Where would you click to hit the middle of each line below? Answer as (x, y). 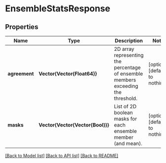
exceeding (126, 86)
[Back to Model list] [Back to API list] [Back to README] (62, 156)
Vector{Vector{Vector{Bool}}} (74, 125)
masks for (125, 119)
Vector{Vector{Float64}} (68, 74)
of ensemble (128, 74)
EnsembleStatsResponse (58, 9)
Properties (22, 27)
